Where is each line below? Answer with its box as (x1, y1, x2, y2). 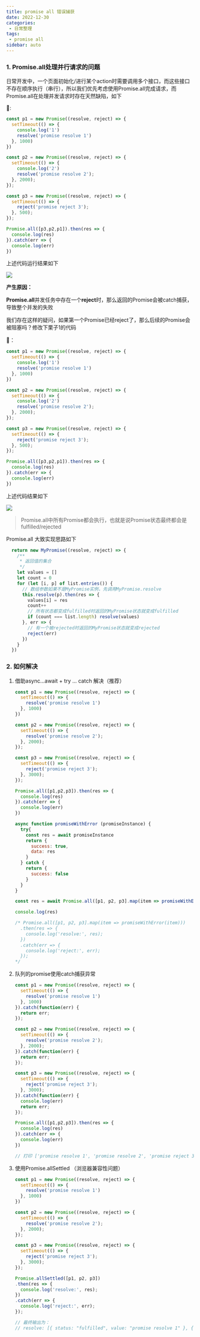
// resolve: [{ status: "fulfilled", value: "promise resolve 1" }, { (14, 1325, 194, 1331)
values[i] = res (27, 597, 68, 603)
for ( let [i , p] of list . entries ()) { (17, 580, 113, 586)
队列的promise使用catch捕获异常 (14, 970, 96, 978)
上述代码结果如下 (6, 492, 48, 499)
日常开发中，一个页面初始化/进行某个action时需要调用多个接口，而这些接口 (6, 78, 190, 85)
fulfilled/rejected (20, 523, 61, 530)
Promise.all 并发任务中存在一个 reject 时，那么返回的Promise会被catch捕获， (6, 296, 192, 303)
